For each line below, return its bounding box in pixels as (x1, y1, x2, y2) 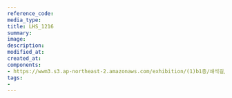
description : (7, 42, 45, 49)
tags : (7, 74, 23, 81)
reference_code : (7, 10, 54, 17)
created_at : (7, 55, 41, 62)
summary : (7, 29, 32, 37)
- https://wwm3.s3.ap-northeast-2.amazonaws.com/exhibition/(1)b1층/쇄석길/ (7, 68, 228, 75)
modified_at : (7, 49, 45, 56)
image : (7, 36, 26, 43)
